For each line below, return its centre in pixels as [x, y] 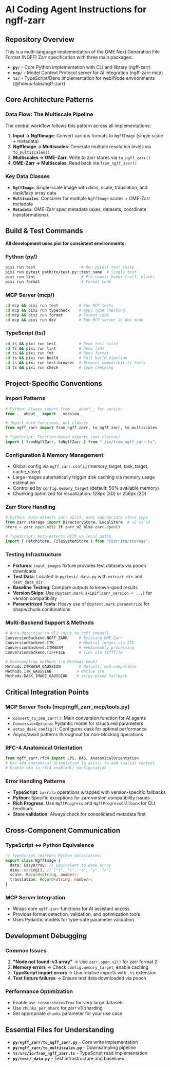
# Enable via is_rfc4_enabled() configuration [56, 768]
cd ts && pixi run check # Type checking [60, 368]
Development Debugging [46, 936]
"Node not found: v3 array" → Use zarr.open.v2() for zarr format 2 [85, 962]
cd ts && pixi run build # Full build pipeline [66, 358]
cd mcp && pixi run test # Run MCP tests [60, 305]
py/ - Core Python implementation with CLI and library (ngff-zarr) [82, 67]
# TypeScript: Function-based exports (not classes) [63, 437]
